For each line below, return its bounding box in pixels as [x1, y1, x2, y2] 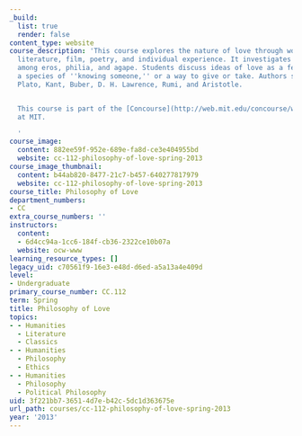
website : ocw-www [17, 245, 83, 254]
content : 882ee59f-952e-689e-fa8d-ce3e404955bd [17, 146, 200, 155]
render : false [17, 30, 70, 39]
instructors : [9, 221, 58, 230]
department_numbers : [9, 195, 87, 205]
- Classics [17, 338, 58, 347]
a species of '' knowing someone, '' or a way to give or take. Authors [17, 72, 288, 81]
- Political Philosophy [17, 387, 106, 396]
